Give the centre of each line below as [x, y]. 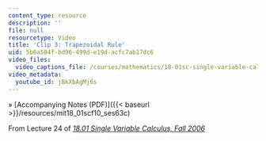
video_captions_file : [51, 67]
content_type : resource [47, 15]
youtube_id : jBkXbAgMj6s [56, 82]
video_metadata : [35, 74]
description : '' [35, 23]
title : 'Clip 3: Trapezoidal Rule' [67, 45]
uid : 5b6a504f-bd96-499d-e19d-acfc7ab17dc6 [81, 52]
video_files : [30, 60]
